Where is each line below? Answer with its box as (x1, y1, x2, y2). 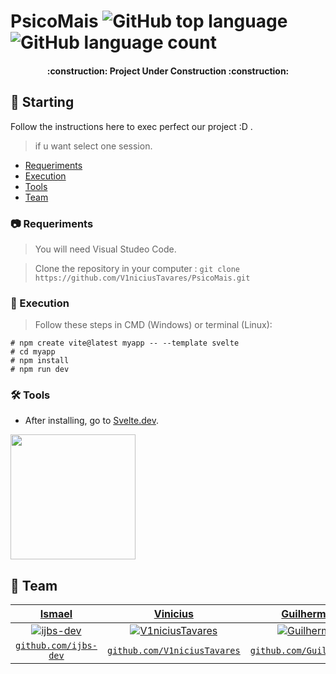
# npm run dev (10, 365, 70, 375)
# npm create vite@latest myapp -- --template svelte (10, 338, 240, 349)
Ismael (39, 607, 73, 621)
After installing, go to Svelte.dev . (24, 415, 159, 427)
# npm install (10, 356, 70, 366)
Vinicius (153, 607, 194, 621)
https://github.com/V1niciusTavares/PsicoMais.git (34, 273, 251, 283)
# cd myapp (10, 347, 56, 357)
